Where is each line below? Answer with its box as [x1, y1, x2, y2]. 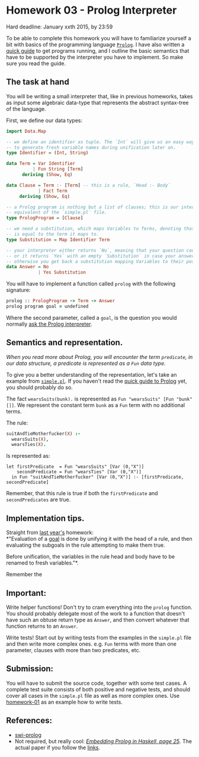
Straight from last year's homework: [6, 529, 94, 536]
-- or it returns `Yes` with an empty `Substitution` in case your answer [6, 253, 195, 259]
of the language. [6, 105, 46, 113]
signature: [6, 287, 31, 294]
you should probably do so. [6, 383, 73, 391]
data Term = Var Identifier [6, 161, 76, 166]
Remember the [6, 571, 43, 578]
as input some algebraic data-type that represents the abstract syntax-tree [6, 99, 189, 106]
